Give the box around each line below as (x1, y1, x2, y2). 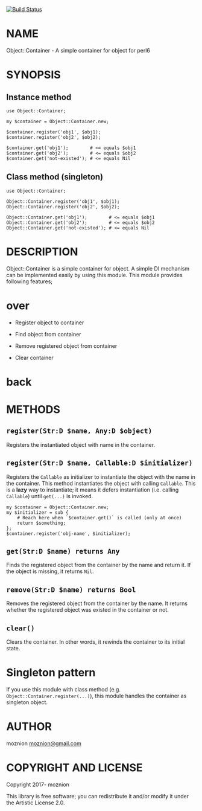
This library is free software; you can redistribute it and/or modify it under (6, 792, 189, 800)
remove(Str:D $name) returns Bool (6, 585, 136, 594)
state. (6, 645, 21, 652)
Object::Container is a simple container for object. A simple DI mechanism (6, 264, 190, 272)
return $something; (17, 520, 66, 526)
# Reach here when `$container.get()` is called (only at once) (17, 514, 182, 521)
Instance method (6, 92, 72, 102)
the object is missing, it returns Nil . (6, 568, 94, 575)
